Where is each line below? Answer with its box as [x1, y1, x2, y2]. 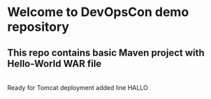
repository [7, 19, 70, 35]
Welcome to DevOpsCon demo [7, 4, 189, 20]
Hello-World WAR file [7, 57, 102, 70]
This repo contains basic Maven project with [7, 47, 205, 59]
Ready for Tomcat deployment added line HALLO [7, 84, 148, 91]
